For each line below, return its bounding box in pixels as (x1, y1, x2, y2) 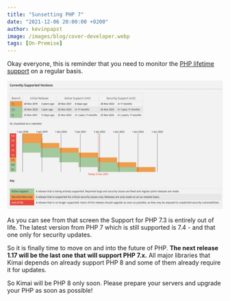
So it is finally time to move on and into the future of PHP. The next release (7, 244, 219, 252)
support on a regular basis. (7, 67, 84, 75)
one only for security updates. (7, 230, 92, 239)
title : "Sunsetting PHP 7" (7, 11, 84, 18)
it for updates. (7, 266, 47, 274)
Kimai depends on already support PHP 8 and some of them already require (7, 258, 221, 267)
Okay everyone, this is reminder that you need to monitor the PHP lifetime (7, 60, 214, 68)
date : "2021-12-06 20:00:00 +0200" (7, 18, 109, 25)
